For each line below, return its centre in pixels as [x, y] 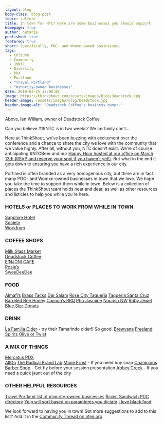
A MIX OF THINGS [27, 347]
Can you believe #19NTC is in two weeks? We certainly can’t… [67, 128]
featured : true [20, 42]
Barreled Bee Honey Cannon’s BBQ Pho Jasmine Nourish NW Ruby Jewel [79, 300]
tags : [10, 50]
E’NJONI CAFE [20, 262]
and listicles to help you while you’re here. [47, 194]
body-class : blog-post [28, 14]
